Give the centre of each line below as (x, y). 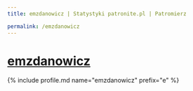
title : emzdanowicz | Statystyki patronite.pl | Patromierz (97, 14)
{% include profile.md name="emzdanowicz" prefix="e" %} (93, 80)
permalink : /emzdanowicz (44, 26)
